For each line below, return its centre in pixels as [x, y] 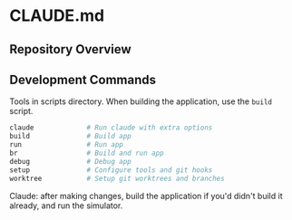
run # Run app [67, 145]
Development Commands [83, 79]
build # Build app [70, 137]
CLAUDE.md [57, 16]
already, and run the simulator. [66, 206]
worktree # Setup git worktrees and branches [117, 178]
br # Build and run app [87, 153]
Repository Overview [70, 49]
